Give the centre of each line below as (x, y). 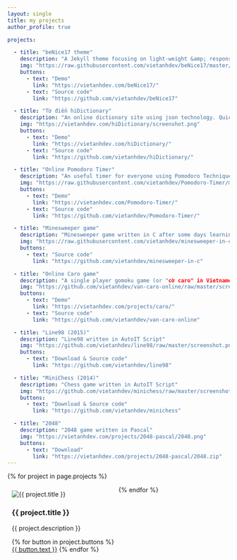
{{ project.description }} (46, 528)
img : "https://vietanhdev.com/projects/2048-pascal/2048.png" (113, 437)
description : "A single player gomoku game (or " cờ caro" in (111, 280)
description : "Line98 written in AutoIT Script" (93, 339)
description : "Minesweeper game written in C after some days (113, 235)
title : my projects (36, 20)
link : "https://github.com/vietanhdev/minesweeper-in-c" (118, 261)
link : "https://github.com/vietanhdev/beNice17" (105, 98)
